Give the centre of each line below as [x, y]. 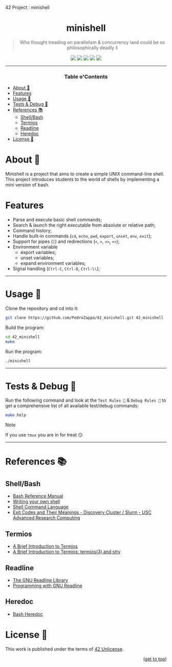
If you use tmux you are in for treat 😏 [44, 435]
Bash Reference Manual [38, 496]
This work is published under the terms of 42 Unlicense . [64, 649]
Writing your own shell [36, 502]
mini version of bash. [27, 185]
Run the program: [24, 351]
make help [16, 415]
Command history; [32, 231]
